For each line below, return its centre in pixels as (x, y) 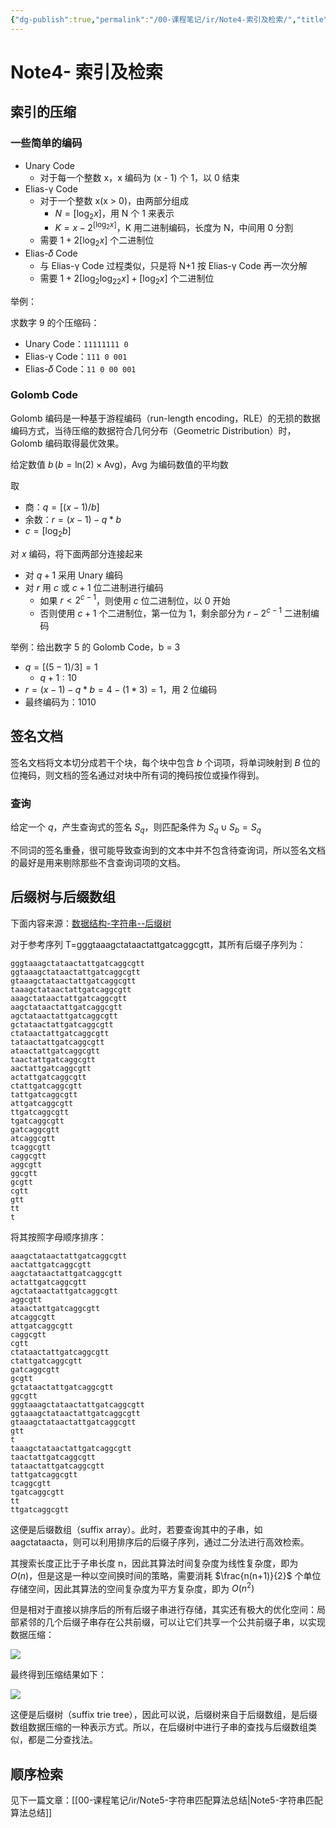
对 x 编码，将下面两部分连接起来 (76, 553)
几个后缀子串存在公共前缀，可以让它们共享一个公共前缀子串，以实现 (185, 1622)
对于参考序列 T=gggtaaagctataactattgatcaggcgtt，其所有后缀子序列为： (158, 944)
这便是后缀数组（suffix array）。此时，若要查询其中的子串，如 (136, 1529)
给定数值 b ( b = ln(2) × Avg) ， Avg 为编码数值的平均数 (119, 464)
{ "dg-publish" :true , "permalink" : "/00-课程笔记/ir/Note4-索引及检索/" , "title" (169, 19)
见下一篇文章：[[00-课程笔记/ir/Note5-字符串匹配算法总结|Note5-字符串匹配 (166, 1800)
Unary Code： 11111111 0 (76, 343)
